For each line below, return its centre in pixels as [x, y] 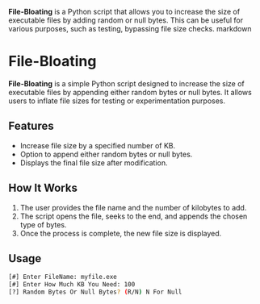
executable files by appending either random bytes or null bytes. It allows [130, 92]
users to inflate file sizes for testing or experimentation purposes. [117, 101]
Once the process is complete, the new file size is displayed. [121, 233]
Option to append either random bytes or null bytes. [106, 154]
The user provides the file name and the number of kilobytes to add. [133, 207]
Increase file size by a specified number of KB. [98, 145]
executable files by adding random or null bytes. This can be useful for [126, 20]
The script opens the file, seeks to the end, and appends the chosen [134, 216]
